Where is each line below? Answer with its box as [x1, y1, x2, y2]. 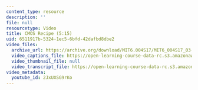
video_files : [6, 42, 38, 48]
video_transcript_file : [11, 63, 70, 70]
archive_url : [11, 47, 44, 53]
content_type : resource [6, 8, 65, 15]
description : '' [6, 14, 46, 20]
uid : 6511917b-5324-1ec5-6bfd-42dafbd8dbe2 [6, 36, 115, 42]
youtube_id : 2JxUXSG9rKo [11, 75, 72, 81]
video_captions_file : [11, 53, 65, 59]
